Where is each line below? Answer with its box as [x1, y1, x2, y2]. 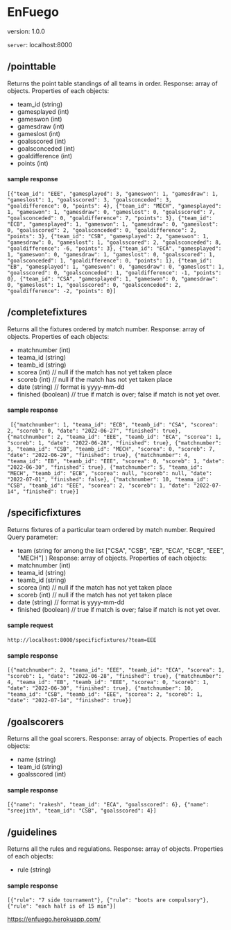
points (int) [17, 159, 49, 167]
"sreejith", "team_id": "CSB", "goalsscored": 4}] [7, 807, 157, 815]
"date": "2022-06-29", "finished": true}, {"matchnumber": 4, [7, 451, 191, 458]
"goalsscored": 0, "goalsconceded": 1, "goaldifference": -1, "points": [7, 269, 222, 276]
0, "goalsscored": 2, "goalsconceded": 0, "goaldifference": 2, [7, 226, 197, 233]
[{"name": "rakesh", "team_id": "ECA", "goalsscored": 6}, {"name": [7, 802, 209, 808]
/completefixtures [7, 306, 87, 318]
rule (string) [17, 865, 51, 874]
